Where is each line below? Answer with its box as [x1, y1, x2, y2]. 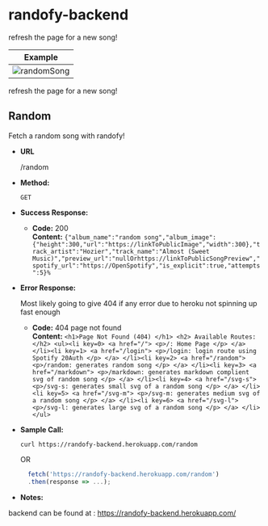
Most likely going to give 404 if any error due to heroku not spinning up [19, 298, 258, 308]
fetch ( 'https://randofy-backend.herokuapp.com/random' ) [27, 470, 220, 478]
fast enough [19, 307, 61, 317]
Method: [19, 178, 50, 187]
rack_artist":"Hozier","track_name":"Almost [31, 247, 185, 255]
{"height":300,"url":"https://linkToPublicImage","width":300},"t [31, 240, 261, 248]
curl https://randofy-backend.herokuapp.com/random [19, 440, 198, 448]
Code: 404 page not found [31, 322, 122, 332]
